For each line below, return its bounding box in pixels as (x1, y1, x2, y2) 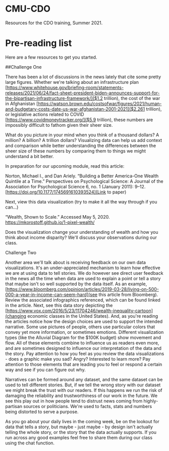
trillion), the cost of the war (104, 95, 160, 101)
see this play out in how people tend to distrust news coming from (5, 397, 143, 404)
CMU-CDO (5, 3, 50, 15)
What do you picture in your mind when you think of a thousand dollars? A (5, 132, 159, 138)
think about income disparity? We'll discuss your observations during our (5, 234, 157, 240)
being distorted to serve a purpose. (5, 409, 79, 415)
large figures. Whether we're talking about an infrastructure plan (5, 79, 139, 85)
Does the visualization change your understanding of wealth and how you (5, 229, 158, 235)
